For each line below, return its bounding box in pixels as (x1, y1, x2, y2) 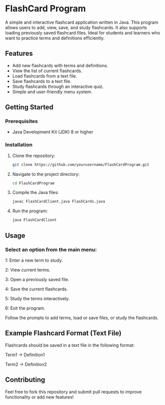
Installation (5, 141, 33, 148)
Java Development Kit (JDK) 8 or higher (12, 129, 94, 135)
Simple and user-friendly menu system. (12, 88, 93, 94)
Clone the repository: (12, 153, 56, 159)
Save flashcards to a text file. (12, 78, 71, 84)
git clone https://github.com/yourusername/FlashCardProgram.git (12, 162, 149, 167)
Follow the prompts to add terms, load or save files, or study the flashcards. (5, 315, 159, 321)
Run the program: (12, 208, 48, 214)
